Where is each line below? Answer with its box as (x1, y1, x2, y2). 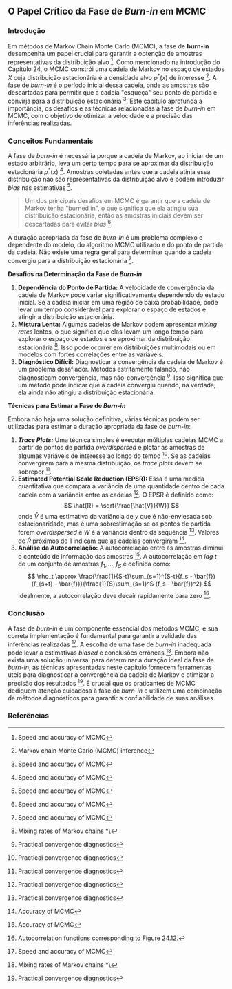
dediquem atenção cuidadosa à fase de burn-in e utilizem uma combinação (8, 686, 222, 695)
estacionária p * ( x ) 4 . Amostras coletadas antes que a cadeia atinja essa (8, 166, 211, 175)
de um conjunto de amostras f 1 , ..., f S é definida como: (17, 559, 171, 569)
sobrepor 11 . (17, 466, 52, 476)
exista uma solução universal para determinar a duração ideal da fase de (8, 655, 214, 664)
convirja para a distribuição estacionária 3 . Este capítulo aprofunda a (8, 96, 202, 105)
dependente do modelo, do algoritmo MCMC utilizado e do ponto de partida (8, 240, 223, 249)
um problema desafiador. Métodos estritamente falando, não (17, 365, 190, 374)
